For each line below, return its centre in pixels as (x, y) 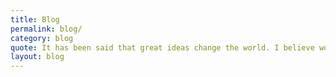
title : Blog (35, 19)
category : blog (42, 38)
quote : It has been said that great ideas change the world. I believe (162, 47)
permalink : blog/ (46, 29)
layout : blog (37, 57)
